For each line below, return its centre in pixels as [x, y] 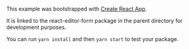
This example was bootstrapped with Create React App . [77, 9]
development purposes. [36, 27]
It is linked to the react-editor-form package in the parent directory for [94, 21]
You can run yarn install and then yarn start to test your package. [92, 39]
